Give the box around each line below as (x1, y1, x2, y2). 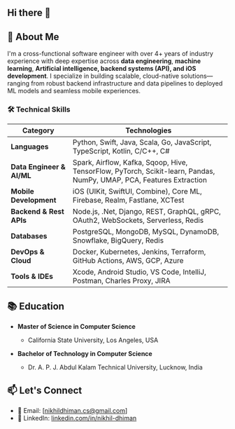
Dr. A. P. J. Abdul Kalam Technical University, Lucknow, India (27, 363, 203, 372)
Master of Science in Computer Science (17, 322, 136, 331)
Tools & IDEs (10, 271, 54, 281)
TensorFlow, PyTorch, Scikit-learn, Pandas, (72, 166, 215, 176)
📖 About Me (7, 31, 59, 43)
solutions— (180, 71, 213, 81)
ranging (7, 79, 30, 88)
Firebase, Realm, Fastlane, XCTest (72, 195, 185, 205)
